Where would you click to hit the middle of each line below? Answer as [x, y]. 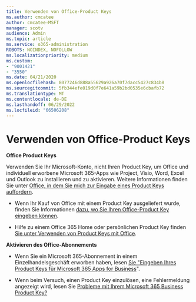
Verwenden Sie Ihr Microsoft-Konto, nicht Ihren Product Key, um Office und [97, 167]
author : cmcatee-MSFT [33, 22]
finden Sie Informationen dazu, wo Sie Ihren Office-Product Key [92, 210]
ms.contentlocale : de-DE [36, 99]
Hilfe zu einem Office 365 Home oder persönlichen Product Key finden [100, 227]
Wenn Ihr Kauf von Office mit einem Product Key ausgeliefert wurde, [97, 203]
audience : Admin [26, 34]
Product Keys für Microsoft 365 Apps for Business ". [77, 269]
